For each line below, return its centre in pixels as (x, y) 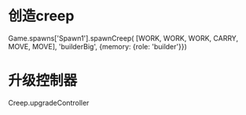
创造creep (41, 16)
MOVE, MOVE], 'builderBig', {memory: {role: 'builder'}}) (97, 46)
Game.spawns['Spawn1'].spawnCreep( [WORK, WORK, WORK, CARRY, (123, 38)
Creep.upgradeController (49, 102)
